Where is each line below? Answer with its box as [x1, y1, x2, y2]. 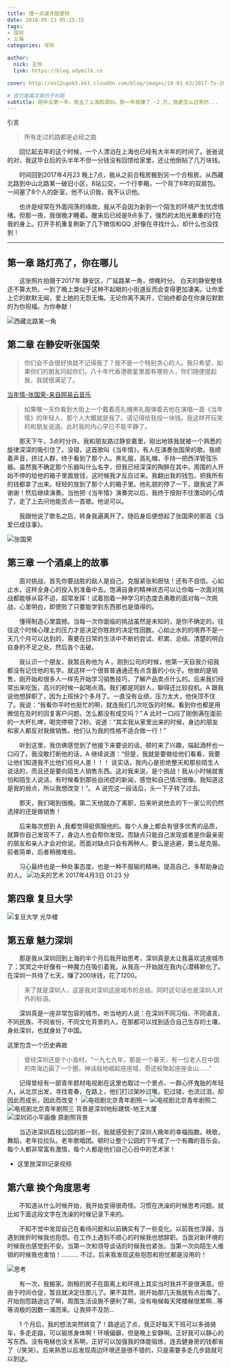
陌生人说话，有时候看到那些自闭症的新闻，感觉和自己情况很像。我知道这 [19, 775, 224, 783]
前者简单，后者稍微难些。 [7, 847, 80, 856]
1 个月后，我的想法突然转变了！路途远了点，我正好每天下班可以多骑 [19, 1320, 210, 1328]
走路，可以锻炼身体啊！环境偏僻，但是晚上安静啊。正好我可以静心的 [30, 1329, 224, 1337]
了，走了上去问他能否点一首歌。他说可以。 [7, 497, 128, 505]
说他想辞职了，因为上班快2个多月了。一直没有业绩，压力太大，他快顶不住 [7, 692, 216, 700]
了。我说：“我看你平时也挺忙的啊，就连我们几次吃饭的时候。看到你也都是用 [7, 700, 221, 709]
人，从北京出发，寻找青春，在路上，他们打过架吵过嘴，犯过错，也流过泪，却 [7, 1087, 224, 1096]
